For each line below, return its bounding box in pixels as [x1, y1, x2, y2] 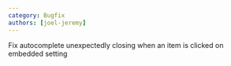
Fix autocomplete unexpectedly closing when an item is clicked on [8, 40, 224, 49]
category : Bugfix [8, 11, 65, 20]
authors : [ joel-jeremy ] [8, 19, 87, 27]
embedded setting [8, 49, 68, 58]
